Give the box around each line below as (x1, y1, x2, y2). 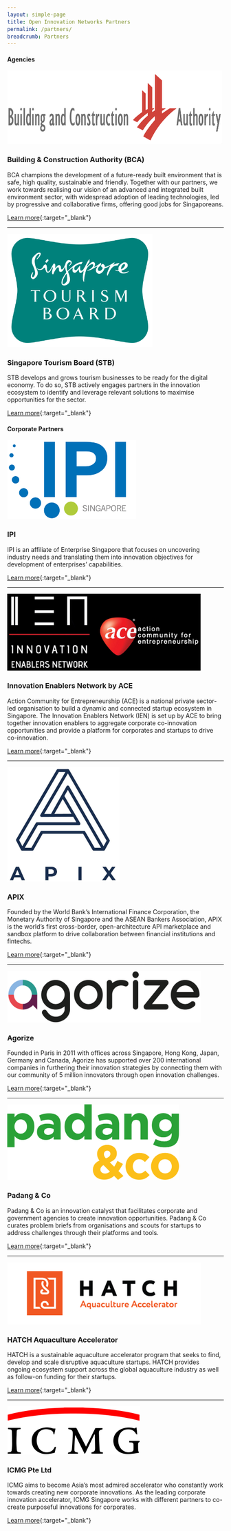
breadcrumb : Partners (7, 33, 69, 40)
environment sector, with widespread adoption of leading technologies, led (7, 192, 219, 201)
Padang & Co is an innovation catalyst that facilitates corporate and (7, 1206, 198, 1214)
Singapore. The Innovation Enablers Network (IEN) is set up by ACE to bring (7, 711, 222, 720)
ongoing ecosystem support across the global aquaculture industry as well (7, 1365, 219, 1374)
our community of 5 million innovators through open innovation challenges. (7, 1071, 220, 1079)
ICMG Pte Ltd (7, 1465, 52, 1474)
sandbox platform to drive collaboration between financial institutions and (7, 930, 216, 938)
